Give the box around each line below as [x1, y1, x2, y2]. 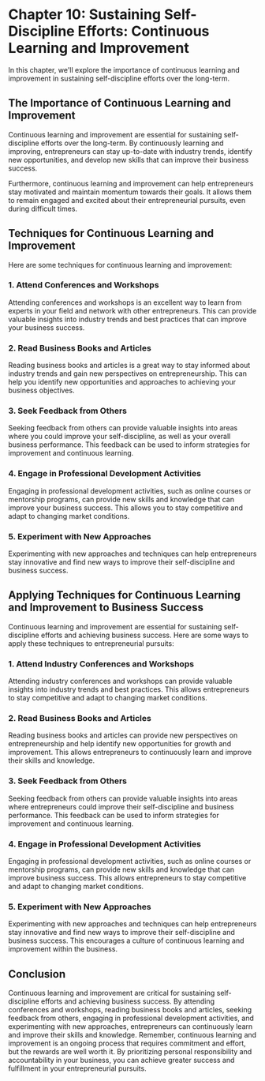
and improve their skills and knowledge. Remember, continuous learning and [8, 1030, 257, 1040]
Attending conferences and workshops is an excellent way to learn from [8, 298, 242, 307]
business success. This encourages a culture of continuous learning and [8, 936, 244, 945]
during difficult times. [8, 204, 77, 213]
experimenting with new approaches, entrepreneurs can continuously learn [8, 1022, 253, 1031]
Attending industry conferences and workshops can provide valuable [8, 677, 233, 686]
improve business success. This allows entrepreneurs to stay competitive [8, 873, 247, 883]
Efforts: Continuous [77, 22, 210, 40]
